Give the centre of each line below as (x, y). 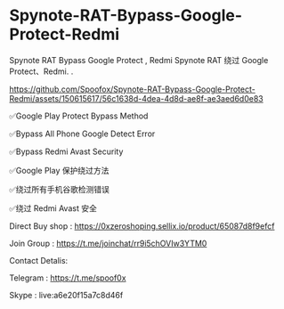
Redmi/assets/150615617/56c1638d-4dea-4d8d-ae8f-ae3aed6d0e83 (137, 98)
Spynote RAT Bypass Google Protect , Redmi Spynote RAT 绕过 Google (139, 60)
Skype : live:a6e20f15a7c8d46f (66, 295)
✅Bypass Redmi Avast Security (66, 151)
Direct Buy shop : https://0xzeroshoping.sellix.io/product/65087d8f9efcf (142, 226)
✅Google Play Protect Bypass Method (79, 116)
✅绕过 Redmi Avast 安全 (53, 208)
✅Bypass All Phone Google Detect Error (82, 134)
